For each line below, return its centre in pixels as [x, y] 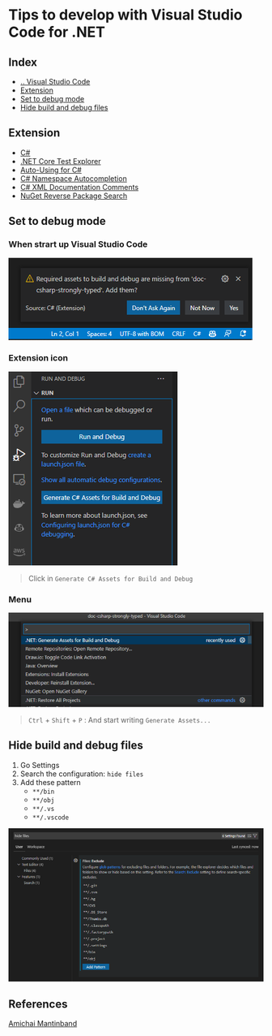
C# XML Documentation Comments [79, 187]
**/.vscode [51, 818]
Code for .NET [57, 32]
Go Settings [40, 765]
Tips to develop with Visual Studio [125, 15]
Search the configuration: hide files [82, 774]
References [38, 1004]
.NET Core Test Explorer [60, 161]
